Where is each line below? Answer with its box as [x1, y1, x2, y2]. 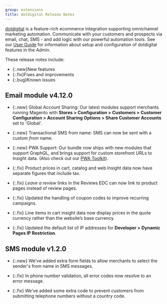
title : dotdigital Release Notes [5, 12, 75, 17]
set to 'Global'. [12, 120, 42, 126]
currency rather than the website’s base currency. [12, 215, 115, 221]
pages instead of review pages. [12, 185, 77, 191]
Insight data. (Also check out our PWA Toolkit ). [12, 155, 109, 161]
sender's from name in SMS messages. [12, 263, 93, 269]
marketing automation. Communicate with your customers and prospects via [5, 31, 163, 37]
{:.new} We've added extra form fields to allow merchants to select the [12, 258, 158, 264]
